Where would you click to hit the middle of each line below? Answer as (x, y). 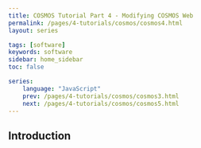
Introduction (40, 136)
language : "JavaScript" (62, 88)
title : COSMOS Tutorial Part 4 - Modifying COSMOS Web (101, 16)
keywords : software (41, 53)
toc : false (26, 67)
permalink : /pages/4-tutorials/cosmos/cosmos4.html (95, 23)
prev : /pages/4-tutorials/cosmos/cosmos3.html (101, 96)
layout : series (33, 30)
